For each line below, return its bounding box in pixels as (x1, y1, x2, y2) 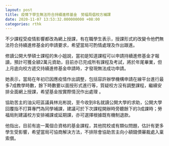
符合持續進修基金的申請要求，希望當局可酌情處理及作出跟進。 (9, 42, 137, 48)
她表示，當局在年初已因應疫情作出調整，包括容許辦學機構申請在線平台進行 (5, 76, 159, 82)
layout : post (5, 7, 33, 13)
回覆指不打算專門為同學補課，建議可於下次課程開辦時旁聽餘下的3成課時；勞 (5, 106, 162, 112)
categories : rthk (5, 21, 42, 27)
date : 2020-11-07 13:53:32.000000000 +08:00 (5, 17, 100, 22)
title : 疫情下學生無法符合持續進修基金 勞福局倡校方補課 (5, 12, 111, 17)
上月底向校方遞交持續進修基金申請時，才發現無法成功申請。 (5, 65, 129, 71)
